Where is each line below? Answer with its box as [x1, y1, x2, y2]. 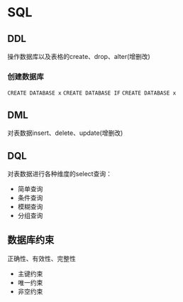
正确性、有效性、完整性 [7, 254, 76, 263]
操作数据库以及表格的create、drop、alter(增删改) [7, 53, 150, 60]
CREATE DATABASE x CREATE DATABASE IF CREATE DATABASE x [7, 90, 177, 97]
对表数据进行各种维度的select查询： [7, 169, 112, 178]
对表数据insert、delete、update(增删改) [7, 129, 123, 137]
